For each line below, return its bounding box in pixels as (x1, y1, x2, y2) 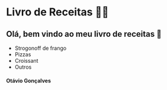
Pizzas (14, 51, 31, 58)
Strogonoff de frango (14, 44, 67, 52)
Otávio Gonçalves (6, 77, 52, 84)
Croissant (14, 57, 38, 64)
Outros (14, 63, 32, 70)
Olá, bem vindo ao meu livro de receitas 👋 (6, 29, 162, 39)
